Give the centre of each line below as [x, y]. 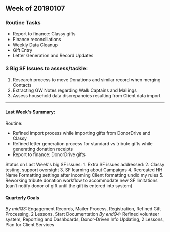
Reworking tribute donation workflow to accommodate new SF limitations [81, 181]
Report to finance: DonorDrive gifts [49, 154]
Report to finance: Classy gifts [44, 34]
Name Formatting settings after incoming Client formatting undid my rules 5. [84, 175]
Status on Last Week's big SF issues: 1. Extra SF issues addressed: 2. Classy [85, 165]
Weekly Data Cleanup [35, 45]
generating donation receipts [43, 149]
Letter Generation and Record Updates [53, 55]
